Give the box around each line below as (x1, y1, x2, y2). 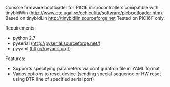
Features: (5, 55, 26, 62)
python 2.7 (12, 35, 36, 41)
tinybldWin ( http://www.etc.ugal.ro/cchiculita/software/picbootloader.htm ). (5, 10, 164, 16)
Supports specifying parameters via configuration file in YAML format (12, 66, 160, 71)
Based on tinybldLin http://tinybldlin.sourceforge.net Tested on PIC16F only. (5, 15, 165, 21)
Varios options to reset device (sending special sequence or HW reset (12, 71, 161, 77)
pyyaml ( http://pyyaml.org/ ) (12, 46, 71, 51)
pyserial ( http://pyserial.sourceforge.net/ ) (12, 40, 101, 46)
